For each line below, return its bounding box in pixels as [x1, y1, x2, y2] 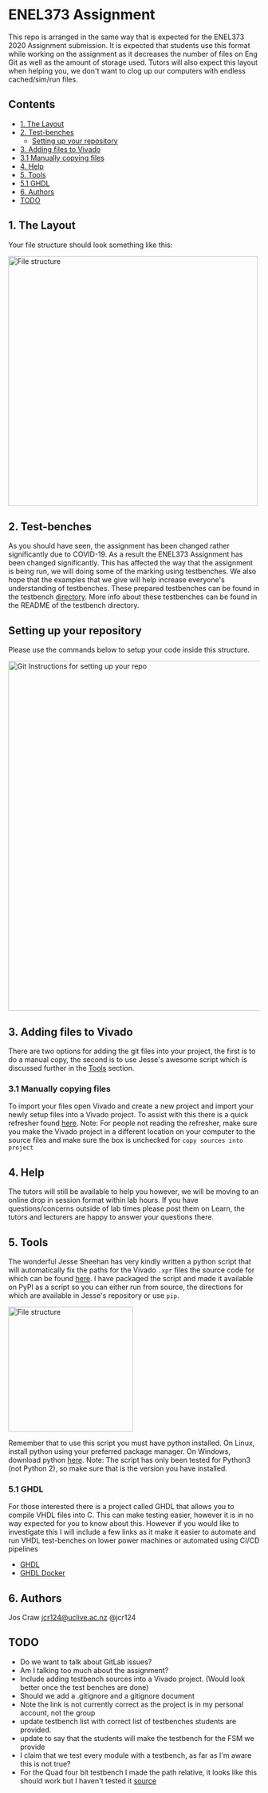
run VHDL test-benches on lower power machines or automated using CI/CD [8, 1535, 260, 1545]
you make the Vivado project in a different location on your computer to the [8, 1127, 255, 1136]
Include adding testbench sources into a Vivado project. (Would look [19, 1674, 246, 1683]
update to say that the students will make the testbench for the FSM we [19, 1733, 254, 1743]
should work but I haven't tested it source [19, 1775, 157, 1785]
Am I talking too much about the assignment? [19, 1665, 169, 1675]
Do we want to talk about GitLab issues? [19, 1657, 152, 1667]
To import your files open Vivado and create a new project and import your [8, 1101, 254, 1111]
